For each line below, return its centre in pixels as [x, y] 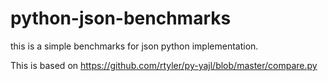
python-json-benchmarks [121, 18]
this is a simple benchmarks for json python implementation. [134, 46]
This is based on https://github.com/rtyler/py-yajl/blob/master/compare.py [164, 65]
